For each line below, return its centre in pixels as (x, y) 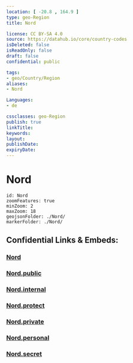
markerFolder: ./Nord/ (34, 222)
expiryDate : (21, 150)
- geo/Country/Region (33, 78)
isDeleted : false (28, 45)
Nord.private (25, 322)
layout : (16, 139)
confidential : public (33, 61)
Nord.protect (25, 305)
